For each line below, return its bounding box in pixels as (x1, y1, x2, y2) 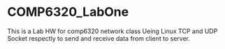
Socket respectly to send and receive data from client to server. (7, 34, 191, 42)
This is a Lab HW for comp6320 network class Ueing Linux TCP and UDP (7, 27, 218, 35)
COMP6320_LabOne (7, 4, 129, 20)
